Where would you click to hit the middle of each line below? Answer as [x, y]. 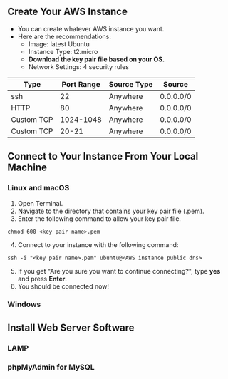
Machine [27, 168]
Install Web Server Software [71, 327]
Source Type [131, 84]
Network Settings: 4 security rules [79, 66]
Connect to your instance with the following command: [98, 244]
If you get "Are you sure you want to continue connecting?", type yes [119, 271]
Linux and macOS [38, 188]
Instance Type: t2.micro [63, 51]
